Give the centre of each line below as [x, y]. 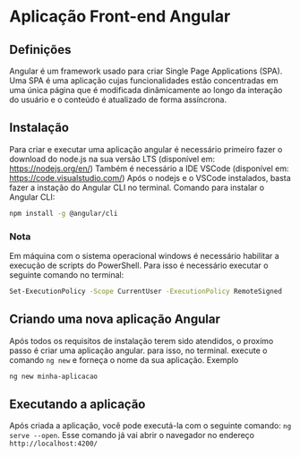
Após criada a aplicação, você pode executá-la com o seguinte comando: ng [150, 426]
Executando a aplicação [77, 404]
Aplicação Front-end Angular [120, 17]
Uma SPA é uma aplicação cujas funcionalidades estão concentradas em [144, 81]
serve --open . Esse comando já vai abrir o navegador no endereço [132, 435]
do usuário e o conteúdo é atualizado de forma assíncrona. [118, 99]
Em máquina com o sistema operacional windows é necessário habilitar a [144, 255]
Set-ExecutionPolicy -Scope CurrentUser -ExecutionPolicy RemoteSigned [146, 291]
